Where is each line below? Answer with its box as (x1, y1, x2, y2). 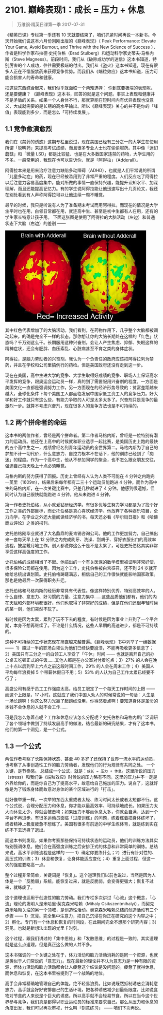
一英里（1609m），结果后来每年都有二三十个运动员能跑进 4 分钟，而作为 (5, 479, 149, 485)
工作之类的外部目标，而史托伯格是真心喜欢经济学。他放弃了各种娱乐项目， (5, 508, 154, 514)
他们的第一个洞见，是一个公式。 (5, 727, 69, 732)
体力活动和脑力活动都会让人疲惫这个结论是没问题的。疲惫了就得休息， (17, 964, 158, 970)
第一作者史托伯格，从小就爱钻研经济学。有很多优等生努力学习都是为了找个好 (5, 501, 158, 507)
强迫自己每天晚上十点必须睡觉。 (5, 462, 69, 468)
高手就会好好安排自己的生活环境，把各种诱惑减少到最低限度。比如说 (17, 987, 154, 993)
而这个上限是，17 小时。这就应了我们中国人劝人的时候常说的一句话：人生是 (5, 691, 155, 697)
